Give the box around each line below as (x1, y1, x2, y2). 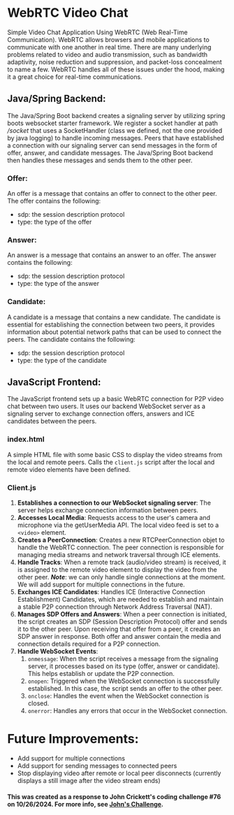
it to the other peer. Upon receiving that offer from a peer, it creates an (17, 625, 221, 633)
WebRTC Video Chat (7, 5, 129, 21)
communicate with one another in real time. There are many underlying (7, 43, 212, 51)
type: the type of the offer (17, 218, 92, 226)
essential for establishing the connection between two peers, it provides (7, 320, 215, 329)
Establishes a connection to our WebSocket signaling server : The (17, 498, 212, 507)
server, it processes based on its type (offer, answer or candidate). (27, 662, 220, 670)
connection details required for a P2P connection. (17, 640, 161, 648)
